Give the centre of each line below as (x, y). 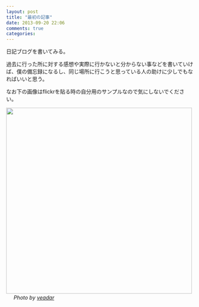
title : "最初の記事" (29, 17)
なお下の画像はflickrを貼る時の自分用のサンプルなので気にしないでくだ (93, 92)
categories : (21, 34)
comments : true (25, 28)
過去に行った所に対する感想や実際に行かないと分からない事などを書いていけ (100, 64)
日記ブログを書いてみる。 (37, 52)
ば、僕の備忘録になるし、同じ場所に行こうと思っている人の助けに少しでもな (99, 71)
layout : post (22, 12)
